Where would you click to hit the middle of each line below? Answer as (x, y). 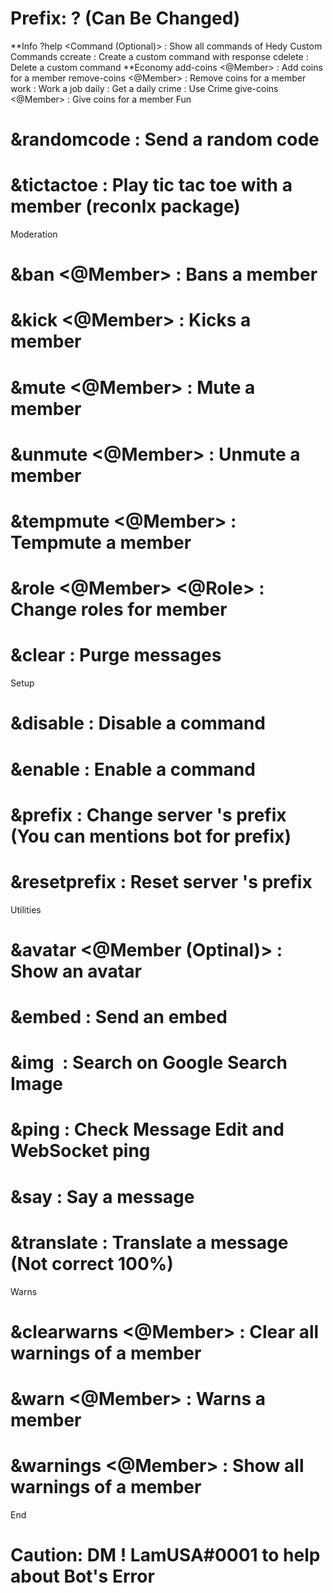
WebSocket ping (80, 1151)
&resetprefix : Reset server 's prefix (161, 881)
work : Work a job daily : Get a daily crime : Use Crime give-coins (144, 88)
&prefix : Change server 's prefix (148, 814)
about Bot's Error (82, 1576)
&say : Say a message (102, 1196)
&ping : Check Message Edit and (147, 1129)
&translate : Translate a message (149, 1242)
